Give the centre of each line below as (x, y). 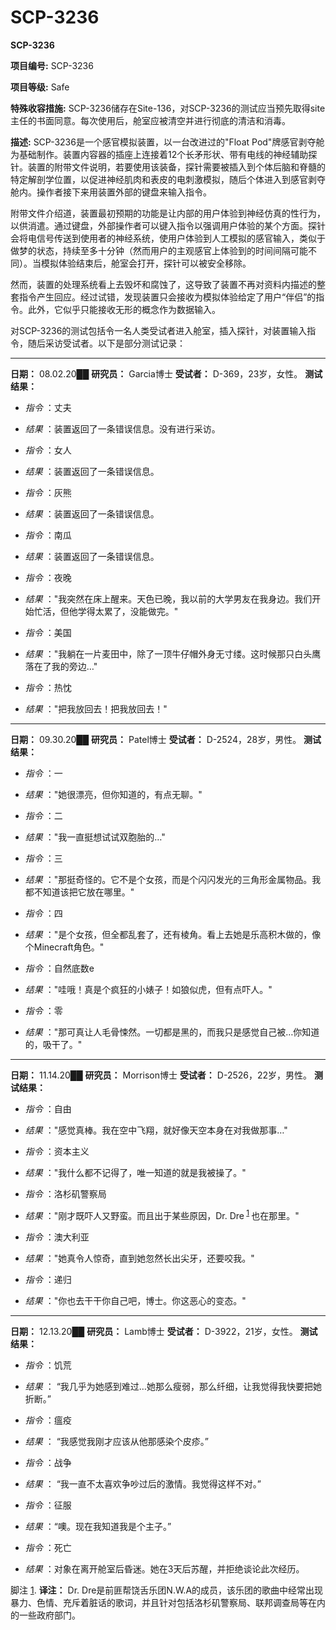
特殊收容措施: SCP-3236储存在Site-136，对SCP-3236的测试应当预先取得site (168, 108)
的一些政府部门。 (45, 1615)
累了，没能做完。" (141, 611)
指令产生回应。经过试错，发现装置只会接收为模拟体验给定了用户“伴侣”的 (167, 297)
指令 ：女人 (48, 450)
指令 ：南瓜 (48, 535)
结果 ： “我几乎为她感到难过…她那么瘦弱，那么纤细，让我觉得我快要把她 (173, 1386)
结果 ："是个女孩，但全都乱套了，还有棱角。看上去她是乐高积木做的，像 (173, 934)
